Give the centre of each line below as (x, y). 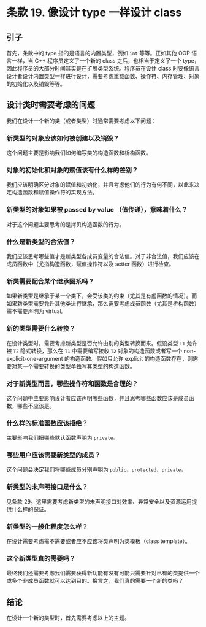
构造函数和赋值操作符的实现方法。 (55, 192)
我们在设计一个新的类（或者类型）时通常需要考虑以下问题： (82, 121)
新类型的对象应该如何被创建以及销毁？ (63, 138)
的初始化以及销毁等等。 (36, 84)
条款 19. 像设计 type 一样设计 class (94, 13)
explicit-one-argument (35, 358)
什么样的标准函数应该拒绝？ (47, 423)
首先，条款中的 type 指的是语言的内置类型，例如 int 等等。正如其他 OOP (98, 53)
